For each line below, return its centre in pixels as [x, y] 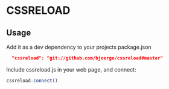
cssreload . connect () [32, 81]
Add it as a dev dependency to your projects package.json [79, 47]
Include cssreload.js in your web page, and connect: [72, 69]
